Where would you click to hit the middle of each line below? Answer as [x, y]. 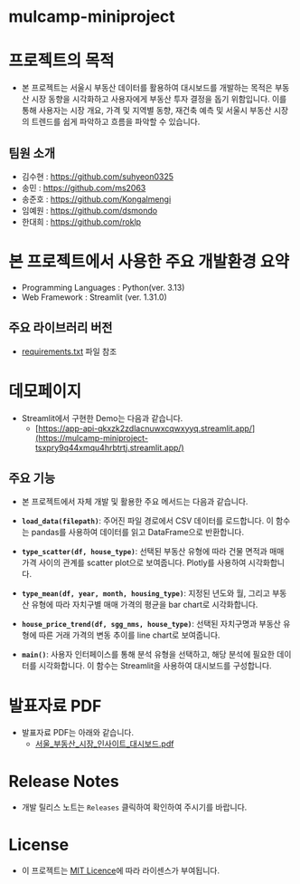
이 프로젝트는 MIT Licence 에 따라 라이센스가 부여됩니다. [121, 870]
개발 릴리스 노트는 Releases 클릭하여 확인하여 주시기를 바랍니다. [134, 807]
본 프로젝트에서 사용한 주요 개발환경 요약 [149, 262]
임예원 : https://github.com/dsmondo [89, 210]
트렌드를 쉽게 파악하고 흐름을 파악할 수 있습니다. [116, 122]
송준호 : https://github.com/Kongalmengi [96, 199]
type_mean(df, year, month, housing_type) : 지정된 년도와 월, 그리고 [145, 593]
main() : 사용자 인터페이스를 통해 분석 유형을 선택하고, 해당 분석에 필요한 [148, 655]
